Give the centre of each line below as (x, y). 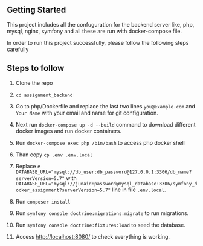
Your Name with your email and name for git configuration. (87, 113)
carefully (18, 49)
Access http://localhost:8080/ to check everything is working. (93, 236)
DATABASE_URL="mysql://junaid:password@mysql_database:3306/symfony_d (106, 184)
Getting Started (37, 10)
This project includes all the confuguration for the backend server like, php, (101, 24)
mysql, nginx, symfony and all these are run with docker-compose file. (94, 31)
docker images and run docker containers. (68, 131)
